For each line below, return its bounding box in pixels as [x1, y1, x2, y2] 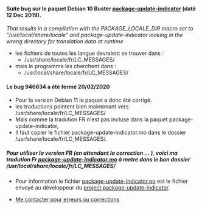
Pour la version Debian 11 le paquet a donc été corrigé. [15, 96, 152, 104]
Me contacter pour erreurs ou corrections [15, 196, 120, 204]
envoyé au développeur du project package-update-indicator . [15, 184, 170, 191]
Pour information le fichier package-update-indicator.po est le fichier [15, 177, 189, 185]
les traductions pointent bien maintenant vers [15, 103, 129, 110]
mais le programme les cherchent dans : [15, 63, 117, 70]
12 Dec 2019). [6, 11, 41, 18]
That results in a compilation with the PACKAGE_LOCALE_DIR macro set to [6, 25, 193, 32]
